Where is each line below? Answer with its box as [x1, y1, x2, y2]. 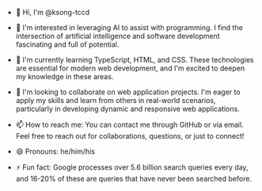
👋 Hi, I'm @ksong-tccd [15, 8, 90, 17]
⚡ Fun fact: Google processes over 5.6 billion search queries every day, [15, 162, 249, 172]
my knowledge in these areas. [15, 72, 114, 81]
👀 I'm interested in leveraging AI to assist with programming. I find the [15, 23, 243, 32]
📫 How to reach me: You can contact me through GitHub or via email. [15, 120, 244, 129]
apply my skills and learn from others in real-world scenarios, [15, 96, 216, 105]
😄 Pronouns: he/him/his [15, 147, 95, 156]
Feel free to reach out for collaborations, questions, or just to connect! [15, 132, 245, 140]
